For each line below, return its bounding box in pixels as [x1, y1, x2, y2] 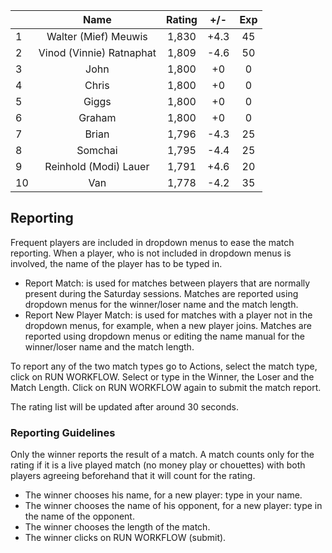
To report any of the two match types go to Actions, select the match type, [10, 360, 318, 372]
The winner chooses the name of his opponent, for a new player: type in [24, 500, 323, 512]
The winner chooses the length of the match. [24, 521, 211, 533]
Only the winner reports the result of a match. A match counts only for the [10, 449, 315, 461]
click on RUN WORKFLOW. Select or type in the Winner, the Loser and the [10, 370, 315, 383]
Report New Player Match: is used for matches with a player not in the [24, 309, 313, 321]
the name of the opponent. [24, 510, 135, 523]
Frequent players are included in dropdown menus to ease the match [10, 236, 295, 248]
